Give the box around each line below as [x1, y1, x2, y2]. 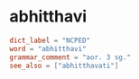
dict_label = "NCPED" [9, 36, 91, 45]
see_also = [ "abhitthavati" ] [9, 61, 119, 70]
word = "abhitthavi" [9, 44, 88, 53]
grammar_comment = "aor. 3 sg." [9, 52, 131, 62]
